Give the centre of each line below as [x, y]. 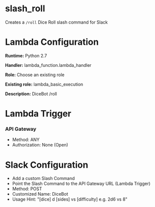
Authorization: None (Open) [40, 145]
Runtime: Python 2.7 [26, 56]
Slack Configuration [47, 165]
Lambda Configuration [52, 42]
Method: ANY [26, 140]
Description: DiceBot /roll [31, 93]
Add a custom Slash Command [43, 178]
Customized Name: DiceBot [40, 194]
